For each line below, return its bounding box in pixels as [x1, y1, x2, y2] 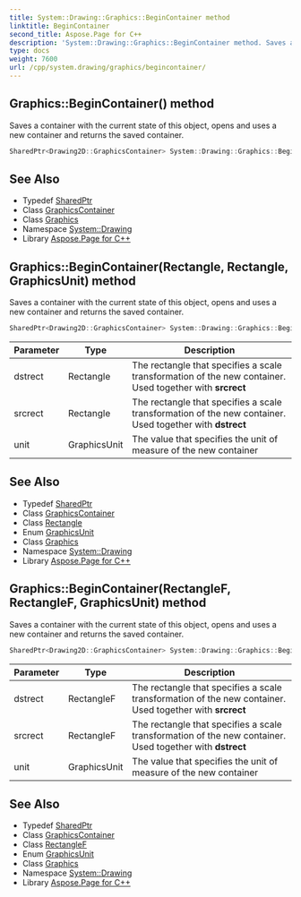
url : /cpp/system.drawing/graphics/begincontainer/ [9, 64, 206, 73]
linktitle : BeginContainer [9, 21, 110, 30]
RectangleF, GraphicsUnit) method [9, 595, 207, 611]
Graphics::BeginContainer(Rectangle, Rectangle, [9, 259, 288, 274]
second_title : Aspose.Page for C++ [9, 30, 142, 38]
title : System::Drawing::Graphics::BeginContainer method [9, 13, 230, 22]
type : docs [9, 47, 50, 56]
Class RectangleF [21, 839, 88, 850]
